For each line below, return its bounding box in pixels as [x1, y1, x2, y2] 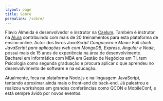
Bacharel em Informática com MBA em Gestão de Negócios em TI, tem [5, 55, 147, 61]
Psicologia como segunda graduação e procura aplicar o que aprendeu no [5, 60, 154, 66]
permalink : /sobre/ [5, 16, 45, 21]
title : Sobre [5, 12, 32, 17]
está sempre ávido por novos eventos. [5, 90, 82, 96]
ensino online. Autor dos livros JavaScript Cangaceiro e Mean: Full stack [5, 40, 152, 46]
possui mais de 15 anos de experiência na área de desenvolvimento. [5, 50, 142, 56]
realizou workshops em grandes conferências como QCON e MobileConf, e [5, 85, 157, 91]
